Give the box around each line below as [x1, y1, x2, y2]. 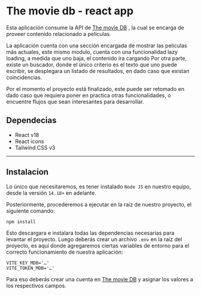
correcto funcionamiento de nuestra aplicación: [6, 248, 124, 256]
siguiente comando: [6, 207, 55, 214]
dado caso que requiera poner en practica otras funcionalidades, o [6, 92, 172, 99]
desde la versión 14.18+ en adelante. [6, 189, 97, 196]
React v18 [14, 131, 39, 138]
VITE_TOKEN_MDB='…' [6, 265, 55, 271]
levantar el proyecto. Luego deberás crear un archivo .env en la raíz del [6, 235, 182, 243]
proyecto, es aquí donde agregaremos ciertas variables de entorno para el [6, 242, 190, 249]
